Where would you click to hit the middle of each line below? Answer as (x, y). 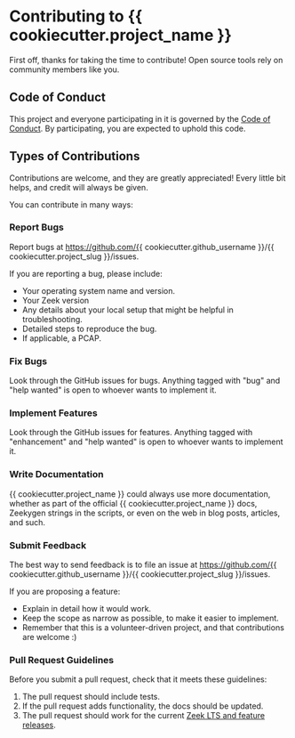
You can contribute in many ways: (71, 204)
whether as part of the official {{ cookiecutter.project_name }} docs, (133, 503)
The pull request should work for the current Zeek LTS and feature (143, 716)
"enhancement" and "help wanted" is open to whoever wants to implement (146, 442)
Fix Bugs (28, 361)
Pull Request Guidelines (61, 660)
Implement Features (53, 413)
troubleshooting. (52, 319)
